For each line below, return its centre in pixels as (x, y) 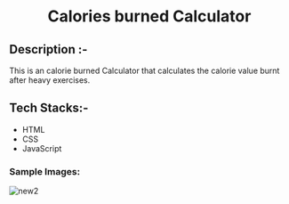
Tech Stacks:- (49, 108)
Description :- (48, 49)
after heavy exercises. (50, 80)
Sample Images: (45, 171)
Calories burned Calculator (149, 16)
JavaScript (42, 148)
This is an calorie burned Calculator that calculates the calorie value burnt (144, 70)
